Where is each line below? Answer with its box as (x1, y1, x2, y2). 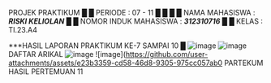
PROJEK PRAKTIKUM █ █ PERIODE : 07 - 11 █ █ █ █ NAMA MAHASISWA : (8, 8, 256, 17)
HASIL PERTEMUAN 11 (8, 67, 84, 76)
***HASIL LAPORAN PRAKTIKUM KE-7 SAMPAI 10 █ (8, 41, 187, 50)
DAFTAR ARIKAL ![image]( (8, 50, 127, 59)
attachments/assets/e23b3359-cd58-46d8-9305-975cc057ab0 (8, 58, 223, 68)
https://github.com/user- (125, 50, 209, 59)
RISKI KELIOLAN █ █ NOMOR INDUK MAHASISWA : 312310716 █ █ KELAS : (8, 16, 264, 26)
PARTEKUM (224, 58, 264, 68)
